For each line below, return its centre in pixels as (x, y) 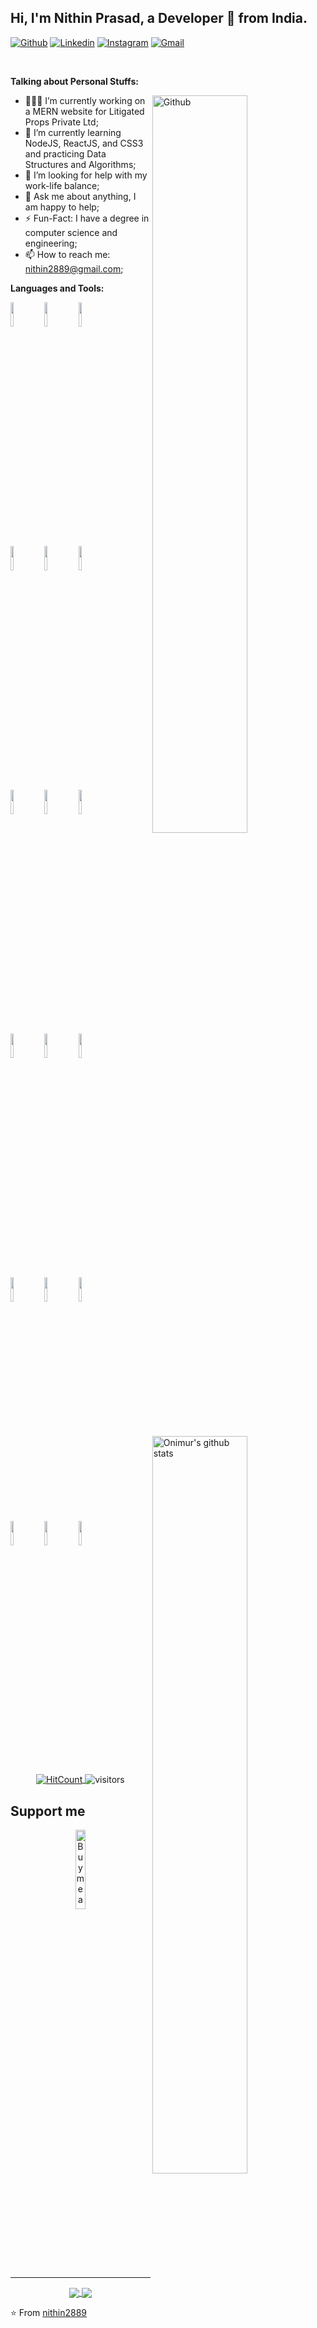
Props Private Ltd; (61, 122)
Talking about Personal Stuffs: (74, 81)
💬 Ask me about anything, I (80, 196)
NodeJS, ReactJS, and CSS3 (84, 143)
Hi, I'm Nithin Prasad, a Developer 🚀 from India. (159, 18)
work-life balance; (62, 185)
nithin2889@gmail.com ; (74, 268)
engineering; (51, 243)
